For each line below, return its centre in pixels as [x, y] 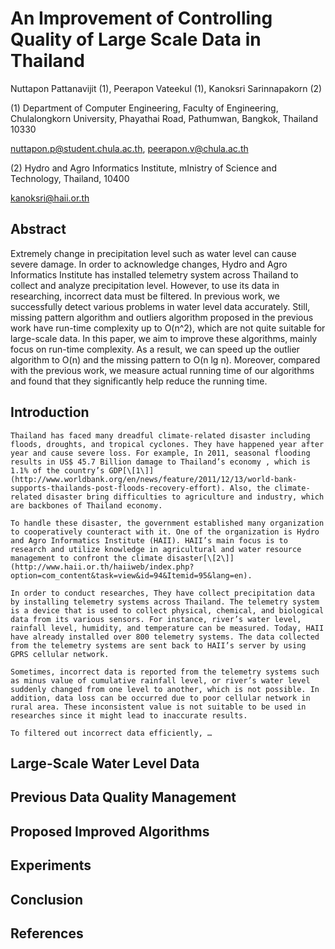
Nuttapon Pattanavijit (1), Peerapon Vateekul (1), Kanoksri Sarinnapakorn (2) [166, 88]
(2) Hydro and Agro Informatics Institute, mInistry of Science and [143, 168]
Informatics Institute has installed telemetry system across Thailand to [154, 274]
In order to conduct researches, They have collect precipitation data [162, 593]
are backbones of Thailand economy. [86, 505]
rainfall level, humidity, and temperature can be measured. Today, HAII [167, 628]
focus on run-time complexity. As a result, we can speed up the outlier [155, 349]
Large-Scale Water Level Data [105, 763]
